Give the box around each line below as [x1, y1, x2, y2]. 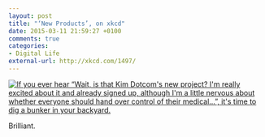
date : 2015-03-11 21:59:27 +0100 [8, 27, 122, 35]
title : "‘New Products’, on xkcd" [8, 19, 126, 28]
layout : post [8, 11, 53, 20]
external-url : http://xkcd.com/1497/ [8, 58, 137, 66]
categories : [8, 42, 49, 50]
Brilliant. [8, 121, 36, 131]
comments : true [8, 34, 60, 43]
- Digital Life [8, 49, 60, 58]
